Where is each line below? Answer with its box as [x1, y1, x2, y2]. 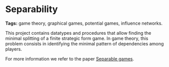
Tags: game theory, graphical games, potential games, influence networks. [5, 20, 163, 26]
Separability [5, 4, 58, 15]
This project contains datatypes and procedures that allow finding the [5, 30, 152, 36]
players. [5, 46, 22, 52]
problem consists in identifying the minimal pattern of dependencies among [5, 40, 164, 46]
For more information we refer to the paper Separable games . [5, 55, 134, 61]
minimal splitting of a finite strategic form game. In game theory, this [5, 35, 149, 41]
